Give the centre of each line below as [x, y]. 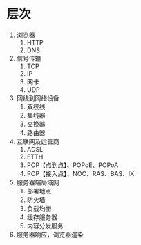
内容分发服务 [45, 226]
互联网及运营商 [38, 141]
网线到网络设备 [38, 97]
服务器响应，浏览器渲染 [50, 235]
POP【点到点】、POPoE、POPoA [73, 165]
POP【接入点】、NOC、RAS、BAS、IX [81, 173]
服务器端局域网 [38, 182]
